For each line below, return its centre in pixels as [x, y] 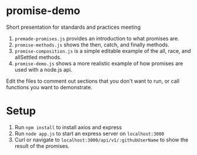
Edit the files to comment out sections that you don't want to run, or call [93, 81]
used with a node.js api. [43, 69]
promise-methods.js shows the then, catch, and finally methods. [92, 45]
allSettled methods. [38, 57]
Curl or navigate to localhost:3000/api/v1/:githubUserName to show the [101, 140]
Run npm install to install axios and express [68, 127]
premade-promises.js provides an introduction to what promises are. [97, 38]
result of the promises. [42, 146]
